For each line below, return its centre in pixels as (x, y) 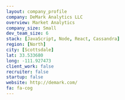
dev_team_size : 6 (27, 34)
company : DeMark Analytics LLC (45, 17)
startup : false (25, 77)
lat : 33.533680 (25, 55)
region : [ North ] (26, 45)
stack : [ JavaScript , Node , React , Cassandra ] (63, 39)
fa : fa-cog (19, 88)
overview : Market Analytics (41, 22)
